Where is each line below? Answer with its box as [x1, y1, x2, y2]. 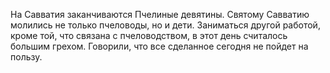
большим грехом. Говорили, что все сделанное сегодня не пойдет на [10, 40, 309, 52]
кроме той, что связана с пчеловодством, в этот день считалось [10, 30, 288, 41]
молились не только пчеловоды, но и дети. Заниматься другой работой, [10, 19, 321, 31]
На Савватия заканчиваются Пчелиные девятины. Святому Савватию [10, 9, 310, 20]
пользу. [10, 51, 43, 63]
